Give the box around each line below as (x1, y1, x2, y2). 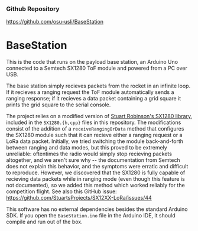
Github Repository (6, 5, 60, 13)
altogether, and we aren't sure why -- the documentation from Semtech (6, 157, 180, 164)
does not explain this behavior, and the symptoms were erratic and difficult (6, 163, 189, 170)
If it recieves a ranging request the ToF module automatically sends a (6, 89, 174, 96)
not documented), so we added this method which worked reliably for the (6, 182, 185, 189)
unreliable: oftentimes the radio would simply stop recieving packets (6, 150, 173, 158)
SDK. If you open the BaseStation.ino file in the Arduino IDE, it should (6, 212, 176, 219)
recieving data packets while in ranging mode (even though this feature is (6, 175, 185, 183)
